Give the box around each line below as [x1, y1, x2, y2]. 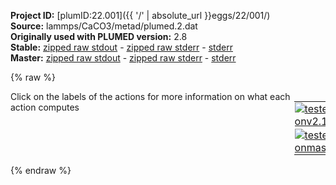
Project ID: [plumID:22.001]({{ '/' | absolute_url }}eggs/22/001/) [10, 10, 271, 21]
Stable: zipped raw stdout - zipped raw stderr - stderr [10, 41, 233, 53]
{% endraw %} [10, 165, 72, 176]
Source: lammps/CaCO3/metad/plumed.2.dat [10, 20, 198, 32]
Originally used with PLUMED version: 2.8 [10, 31, 188, 42]
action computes [10, 101, 80, 113]
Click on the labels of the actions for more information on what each [10, 91, 291, 102]
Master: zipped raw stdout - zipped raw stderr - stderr [10, 52, 237, 64]
